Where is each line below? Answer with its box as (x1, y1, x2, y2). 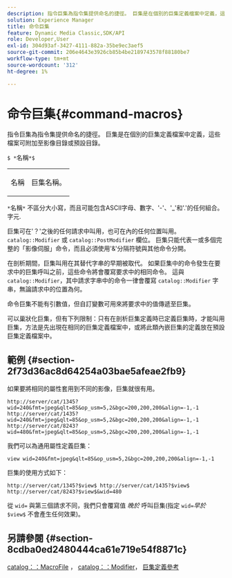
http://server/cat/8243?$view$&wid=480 (7, 489, 122, 496)
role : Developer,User (7, 36, 70, 43)
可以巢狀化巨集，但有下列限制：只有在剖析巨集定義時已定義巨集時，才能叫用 (7, 314, 225, 323)
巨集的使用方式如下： (7, 469, 68, 477)
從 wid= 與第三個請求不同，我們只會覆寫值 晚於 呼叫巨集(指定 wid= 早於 (7, 501, 206, 509)
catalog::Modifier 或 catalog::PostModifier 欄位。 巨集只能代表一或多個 (7, 236, 216, 244)
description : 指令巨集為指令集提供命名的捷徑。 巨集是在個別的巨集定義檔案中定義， (7, 10, 220, 17)
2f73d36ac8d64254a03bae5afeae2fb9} (7, 365, 186, 377)
